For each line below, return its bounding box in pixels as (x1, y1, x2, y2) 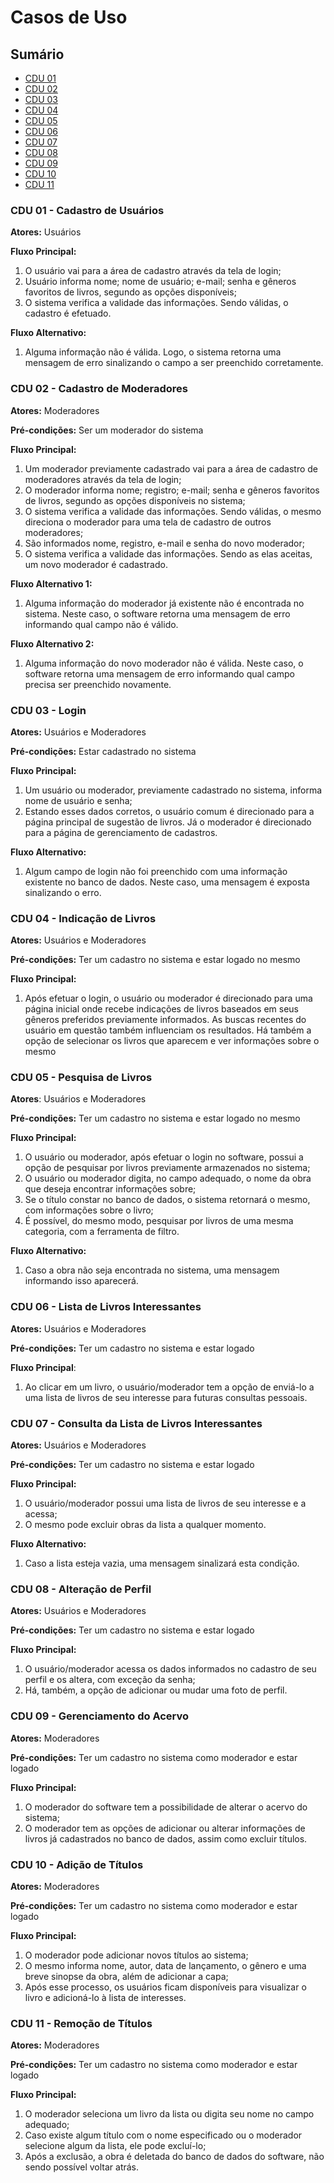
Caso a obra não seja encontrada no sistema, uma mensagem (24, 1264, 280, 1276)
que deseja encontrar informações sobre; (24, 1183, 197, 1195)
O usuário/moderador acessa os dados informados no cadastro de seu (24, 1663, 317, 1675)
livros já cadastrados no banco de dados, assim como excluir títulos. (24, 1832, 308, 1845)
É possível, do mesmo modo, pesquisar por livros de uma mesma (24, 1215, 294, 1227)
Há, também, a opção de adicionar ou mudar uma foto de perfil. (24, 1684, 288, 1696)
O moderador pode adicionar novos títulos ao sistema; (24, 1949, 249, 1961)
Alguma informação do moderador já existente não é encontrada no (24, 597, 305, 609)
